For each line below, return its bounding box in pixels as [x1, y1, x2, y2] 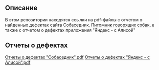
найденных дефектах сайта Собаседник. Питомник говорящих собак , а [5, 22, 155, 28]
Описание [5, 4, 38, 12]
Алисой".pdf [5, 59, 31, 65]
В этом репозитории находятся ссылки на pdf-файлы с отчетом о [5, 17, 143, 22]
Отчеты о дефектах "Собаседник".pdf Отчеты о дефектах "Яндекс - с [5, 54, 150, 60]
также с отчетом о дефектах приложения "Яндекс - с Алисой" [5, 27, 136, 33]
